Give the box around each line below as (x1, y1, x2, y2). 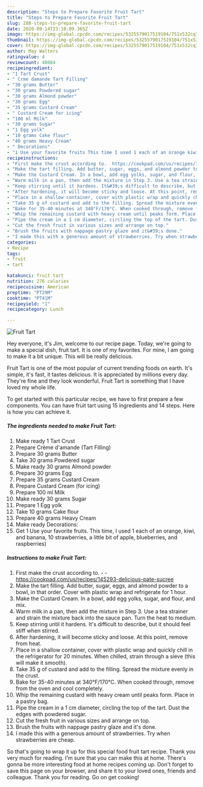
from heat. (15, 640, 42, 647)
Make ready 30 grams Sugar (15, 495, 87, 502)
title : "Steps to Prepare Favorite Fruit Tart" (7, 15, 129, 21)
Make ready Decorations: (15, 521, 79, 528)
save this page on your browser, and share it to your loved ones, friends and (7, 767, 196, 774)
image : (7, 31, 23, 37)
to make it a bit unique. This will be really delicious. (7, 353, 133, 360)
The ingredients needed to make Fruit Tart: (7, 422, 117, 429)
